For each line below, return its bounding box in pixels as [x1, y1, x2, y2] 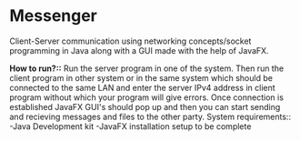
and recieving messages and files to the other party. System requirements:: [9, 111, 292, 122]
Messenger [9, 5, 98, 26]
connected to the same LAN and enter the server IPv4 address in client [9, 82, 275, 93]
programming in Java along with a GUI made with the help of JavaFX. [9, 45, 270, 55]
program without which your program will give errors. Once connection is [9, 92, 285, 103]
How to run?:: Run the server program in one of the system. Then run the [9, 63, 285, 74]
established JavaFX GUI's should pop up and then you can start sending [9, 101, 281, 112]
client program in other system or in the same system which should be [9, 72, 273, 83]
